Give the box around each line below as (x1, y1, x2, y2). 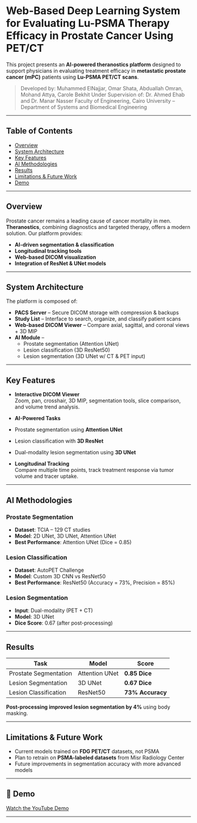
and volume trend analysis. (14, 403, 80, 410)
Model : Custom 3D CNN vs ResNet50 (14, 573, 106, 580)
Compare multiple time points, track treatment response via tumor (14, 467, 174, 474)
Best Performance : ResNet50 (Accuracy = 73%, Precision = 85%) (14, 579, 175, 586)
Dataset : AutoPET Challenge (14, 566, 84, 574)
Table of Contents (6, 126, 73, 136)
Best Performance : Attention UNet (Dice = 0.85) (14, 538, 132, 545)
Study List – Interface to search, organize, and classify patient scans (14, 315, 181, 322)
